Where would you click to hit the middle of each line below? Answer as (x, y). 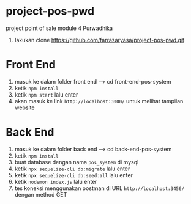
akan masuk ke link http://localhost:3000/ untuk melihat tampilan (99, 101)
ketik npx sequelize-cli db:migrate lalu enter (72, 169)
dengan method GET (41, 194)
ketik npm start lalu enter (46, 94)
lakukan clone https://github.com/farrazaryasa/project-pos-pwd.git (99, 40)
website (24, 107)
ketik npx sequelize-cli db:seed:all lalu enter (73, 175)
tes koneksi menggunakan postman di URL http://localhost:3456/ (99, 188)
